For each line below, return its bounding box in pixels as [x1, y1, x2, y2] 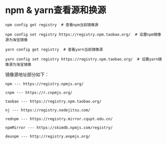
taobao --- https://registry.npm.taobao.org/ [5, 98, 101, 104]
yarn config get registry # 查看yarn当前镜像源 [5, 47, 103, 52]
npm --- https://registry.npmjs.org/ [5, 81, 84, 86]
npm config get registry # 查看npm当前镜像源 [5, 22, 98, 27]
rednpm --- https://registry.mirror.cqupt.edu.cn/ [5, 116, 113, 121]
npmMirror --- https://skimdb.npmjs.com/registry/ [5, 125, 113, 130]
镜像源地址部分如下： [5, 71, 49, 77]
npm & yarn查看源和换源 [5, 4, 106, 16]
